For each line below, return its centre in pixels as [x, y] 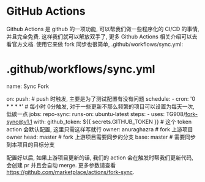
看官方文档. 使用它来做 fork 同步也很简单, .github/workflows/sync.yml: [95, 44]
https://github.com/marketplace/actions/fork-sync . [70, 172]
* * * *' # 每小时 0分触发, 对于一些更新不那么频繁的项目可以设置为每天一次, [100, 106]
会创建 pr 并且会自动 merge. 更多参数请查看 [61, 165]
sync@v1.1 [19, 122]
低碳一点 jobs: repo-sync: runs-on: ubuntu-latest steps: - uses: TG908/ [96, 114]
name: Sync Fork [28, 86]
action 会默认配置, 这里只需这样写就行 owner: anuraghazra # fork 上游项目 [100, 129]
